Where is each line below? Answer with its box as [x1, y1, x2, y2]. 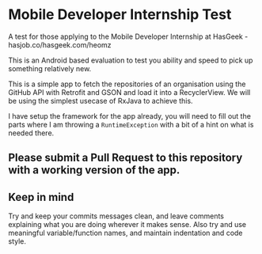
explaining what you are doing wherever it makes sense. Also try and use [8, 220, 247, 229]
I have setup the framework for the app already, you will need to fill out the [8, 111, 252, 120]
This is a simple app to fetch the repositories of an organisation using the [8, 79, 246, 89]
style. [8, 237, 26, 246]
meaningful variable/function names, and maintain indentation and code [8, 228, 243, 238]
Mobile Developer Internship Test [8, 6, 232, 24]
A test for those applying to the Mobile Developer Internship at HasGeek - [8, 32, 249, 41]
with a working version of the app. [8, 164, 180, 177]
